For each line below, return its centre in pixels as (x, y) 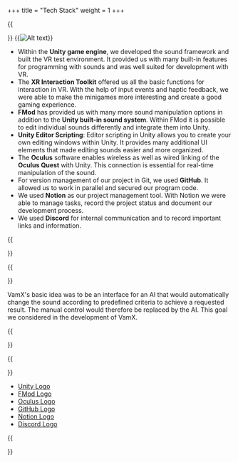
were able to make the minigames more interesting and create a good (120, 97)
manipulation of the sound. (57, 173)
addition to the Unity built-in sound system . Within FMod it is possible (121, 120)
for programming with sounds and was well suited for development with (123, 67)
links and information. (50, 226)
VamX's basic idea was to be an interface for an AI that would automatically (118, 294)
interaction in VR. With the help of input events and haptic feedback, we (123, 89)
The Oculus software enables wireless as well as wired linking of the (118, 157)
